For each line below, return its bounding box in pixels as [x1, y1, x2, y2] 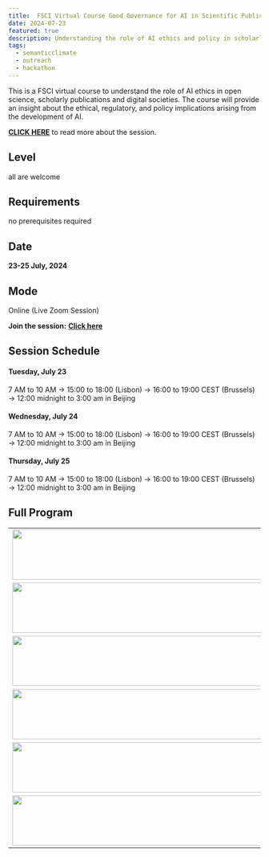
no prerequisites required [8, 216, 92, 226]
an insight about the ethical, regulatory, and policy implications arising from [8, 103, 257, 112]
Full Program [8, 506, 74, 520]
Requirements [8, 194, 80, 209]
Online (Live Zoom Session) [8, 306, 100, 315]
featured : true [8, 27, 59, 35]
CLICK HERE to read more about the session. [8, 127, 157, 137]
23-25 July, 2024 [8, 261, 68, 271]
